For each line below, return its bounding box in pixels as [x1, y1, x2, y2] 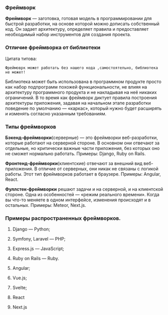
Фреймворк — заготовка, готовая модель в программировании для [5, 16, 152, 22]
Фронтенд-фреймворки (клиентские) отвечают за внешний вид [5, 160, 143, 166]
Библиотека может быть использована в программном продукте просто [5, 78, 161, 85]
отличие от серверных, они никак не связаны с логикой [38, 166, 159, 172]
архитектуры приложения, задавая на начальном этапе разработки [5, 100, 151, 106]
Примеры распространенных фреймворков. [5, 214, 121, 221]
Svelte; [12, 285, 27, 291]
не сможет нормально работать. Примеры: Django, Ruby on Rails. [5, 150, 146, 156]
